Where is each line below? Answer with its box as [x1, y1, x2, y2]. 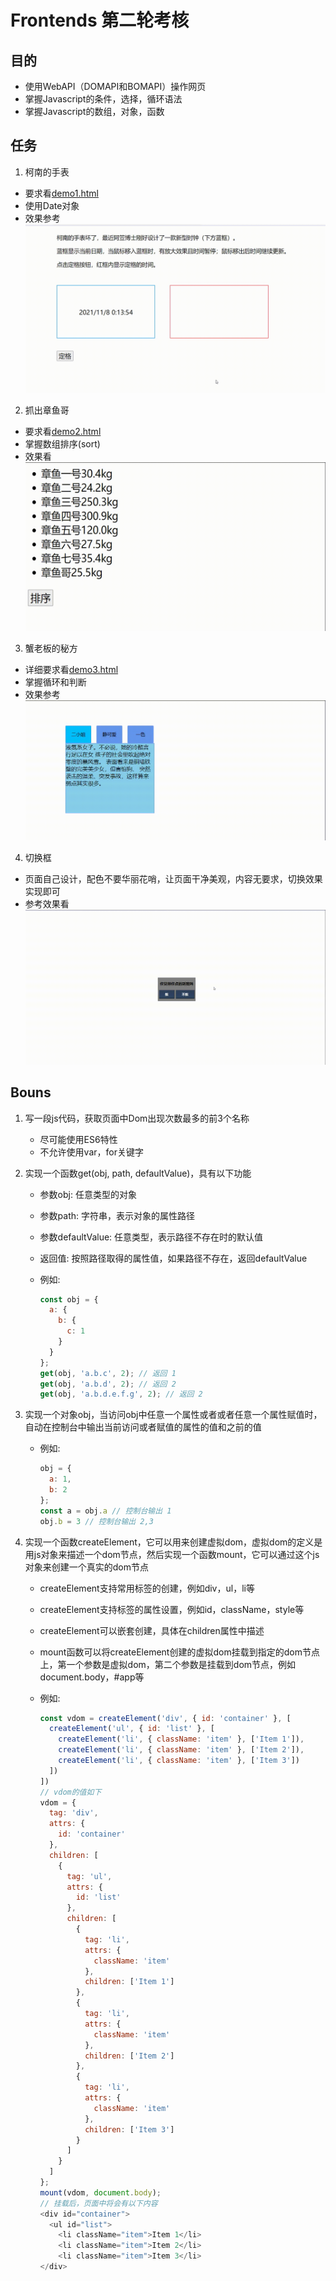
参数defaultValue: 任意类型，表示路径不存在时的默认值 [39, 1231, 264, 1243]
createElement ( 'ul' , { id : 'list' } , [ [48, 1724, 215, 1734]
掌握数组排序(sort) [24, 437, 101, 450]
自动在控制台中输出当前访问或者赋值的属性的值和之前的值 [24, 1421, 262, 1433]
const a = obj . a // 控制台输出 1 [39, 1506, 172, 1516]
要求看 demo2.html [24, 425, 102, 437]
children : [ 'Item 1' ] [84, 1977, 175, 1987]
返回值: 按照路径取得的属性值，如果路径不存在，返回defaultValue [39, 1252, 308, 1264]
